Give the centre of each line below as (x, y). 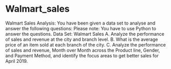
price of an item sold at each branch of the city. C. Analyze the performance (86, 44)
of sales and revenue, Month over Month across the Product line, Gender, (83, 50)
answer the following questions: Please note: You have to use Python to (81, 28)
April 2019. (17, 61)
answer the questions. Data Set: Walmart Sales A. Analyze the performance (85, 34)
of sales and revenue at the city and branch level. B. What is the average (82, 39)
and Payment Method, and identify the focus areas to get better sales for (82, 55)
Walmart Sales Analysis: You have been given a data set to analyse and (80, 23)
